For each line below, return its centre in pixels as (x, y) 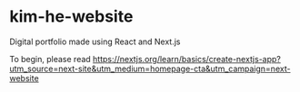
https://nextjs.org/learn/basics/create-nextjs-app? (187, 59)
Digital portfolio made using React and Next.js (95, 41)
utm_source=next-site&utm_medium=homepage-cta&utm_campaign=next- (150, 69)
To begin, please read (50, 59)
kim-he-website (71, 17)
